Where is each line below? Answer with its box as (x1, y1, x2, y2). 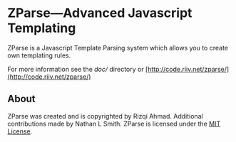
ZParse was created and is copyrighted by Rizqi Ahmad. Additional (7, 111, 203, 120)
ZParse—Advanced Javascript (7, 5, 193, 21)
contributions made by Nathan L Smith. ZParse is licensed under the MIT (7, 119, 221, 128)
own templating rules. (7, 51, 71, 60)
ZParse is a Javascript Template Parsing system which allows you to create (7, 43, 228, 52)
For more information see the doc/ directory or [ (7, 65, 148, 73)
